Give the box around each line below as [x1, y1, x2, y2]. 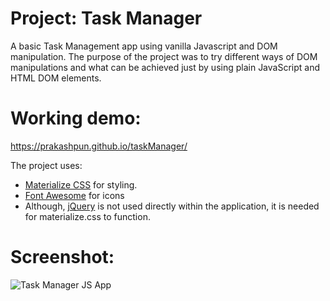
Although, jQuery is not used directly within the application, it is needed [24, 200, 320, 212]
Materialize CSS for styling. [24, 178, 138, 191]
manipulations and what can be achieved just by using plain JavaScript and [10, 61, 321, 73]
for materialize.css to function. [24, 210, 151, 222]
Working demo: [10, 107, 142, 130]
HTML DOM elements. [10, 72, 102, 84]
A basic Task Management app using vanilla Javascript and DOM [10, 40, 278, 52]
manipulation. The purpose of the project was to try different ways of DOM [10, 50, 318, 62]
